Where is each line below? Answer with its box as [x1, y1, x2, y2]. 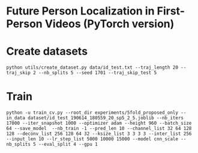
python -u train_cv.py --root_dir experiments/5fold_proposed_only [6, 110, 179, 116]
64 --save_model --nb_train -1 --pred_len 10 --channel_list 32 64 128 [6, 125, 192, 132]
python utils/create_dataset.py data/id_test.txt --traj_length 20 [6, 64, 179, 70]
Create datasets [6, 45, 88, 58]
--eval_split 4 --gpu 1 [38, 142, 98, 148]
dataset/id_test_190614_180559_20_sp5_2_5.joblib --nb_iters [28, 115, 184, 121]
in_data [6, 115, 26, 121]
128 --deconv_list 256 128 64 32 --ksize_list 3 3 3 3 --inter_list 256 [6, 131, 192, 137]
